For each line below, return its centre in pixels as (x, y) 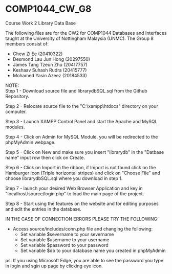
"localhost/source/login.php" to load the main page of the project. (75, 193)
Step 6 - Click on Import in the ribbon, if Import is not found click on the (81, 167)
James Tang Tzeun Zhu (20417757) (50, 64)
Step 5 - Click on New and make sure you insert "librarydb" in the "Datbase (85, 152)
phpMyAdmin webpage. (30, 142)
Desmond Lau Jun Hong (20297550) (51, 59)
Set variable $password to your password (64, 245)
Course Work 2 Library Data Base (41, 23)
